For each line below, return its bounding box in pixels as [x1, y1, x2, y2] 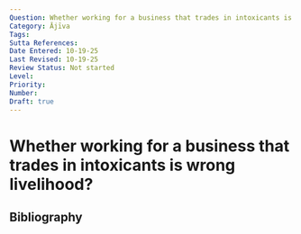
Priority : [9, 80, 47, 89]
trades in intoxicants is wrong [9, 155, 236, 175]
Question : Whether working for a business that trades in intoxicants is [9, 13, 293, 22]
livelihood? [9, 174, 94, 194]
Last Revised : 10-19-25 [9, 55, 99, 64]
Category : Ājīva [9, 22, 70, 31]
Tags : [9, 30, 30, 39]
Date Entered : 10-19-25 [9, 47, 99, 56]
